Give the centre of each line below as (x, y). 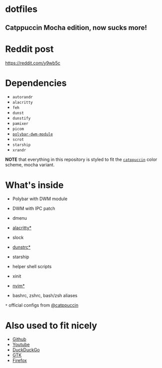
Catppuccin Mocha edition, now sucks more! (76, 28)
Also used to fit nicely (51, 325)
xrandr (19, 150)
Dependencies (36, 83)
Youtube (21, 345)
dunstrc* (21, 247)
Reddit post (29, 49)
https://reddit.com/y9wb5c (33, 63)
